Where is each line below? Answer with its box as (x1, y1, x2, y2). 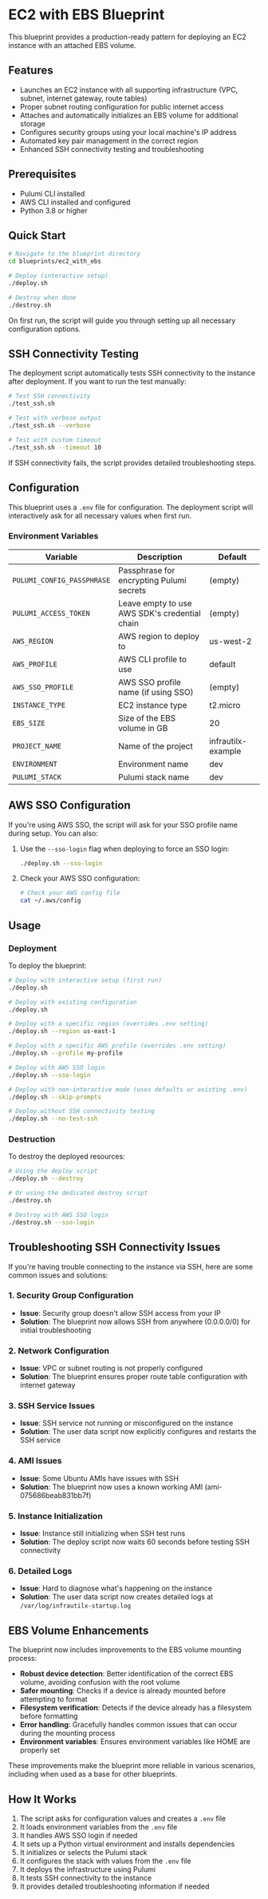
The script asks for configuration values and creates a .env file (19, 1814, 227, 1823)
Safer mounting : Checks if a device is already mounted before (19, 1686, 226, 1695)
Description (136, 551, 183, 562)
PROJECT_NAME (12, 741, 62, 750)
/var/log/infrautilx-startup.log (19, 1602, 132, 1611)
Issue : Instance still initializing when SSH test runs (19, 1528, 186, 1539)
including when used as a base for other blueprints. (8, 1770, 178, 1779)
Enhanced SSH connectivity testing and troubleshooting (19, 144, 204, 153)
